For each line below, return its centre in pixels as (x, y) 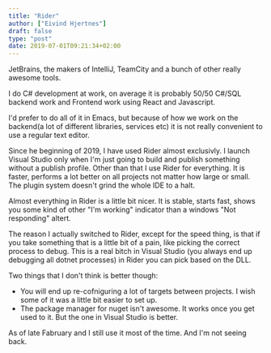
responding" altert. (40, 218)
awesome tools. (35, 78)
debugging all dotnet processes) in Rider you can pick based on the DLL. (130, 260)
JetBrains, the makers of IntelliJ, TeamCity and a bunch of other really (125, 69)
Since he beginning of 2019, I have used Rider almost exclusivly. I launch (129, 151)
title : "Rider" (34, 16)
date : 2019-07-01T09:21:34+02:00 (65, 46)
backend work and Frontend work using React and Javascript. (112, 102)
